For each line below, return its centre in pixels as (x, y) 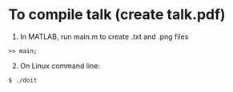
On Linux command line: (60, 66)
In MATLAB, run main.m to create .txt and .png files (104, 36)
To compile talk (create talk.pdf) (117, 15)
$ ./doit (23, 80)
